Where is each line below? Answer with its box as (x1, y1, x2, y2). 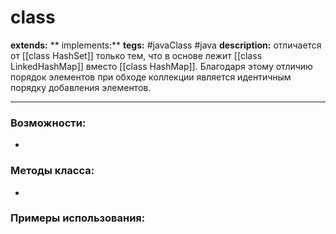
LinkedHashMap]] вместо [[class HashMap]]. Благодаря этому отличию (10, 60, 313, 72)
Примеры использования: (10, 211, 146, 225)
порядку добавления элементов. (10, 81, 152, 93)
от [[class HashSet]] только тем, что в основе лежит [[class (10, 49, 263, 61)
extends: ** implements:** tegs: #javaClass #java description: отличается (10, 39, 322, 51)
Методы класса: (10, 164, 95, 178)
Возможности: (10, 116, 87, 130)
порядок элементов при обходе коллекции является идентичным (10, 71, 292, 83)
